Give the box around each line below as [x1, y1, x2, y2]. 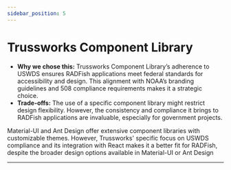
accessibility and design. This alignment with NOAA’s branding [16, 77, 195, 85]
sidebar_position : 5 [7, 10, 67, 17]
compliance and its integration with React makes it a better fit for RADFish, [7, 141, 218, 149]
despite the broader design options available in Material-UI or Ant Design [7, 148, 214, 156]
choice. [16, 91, 39, 99]
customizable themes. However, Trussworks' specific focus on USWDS [7, 134, 209, 142]
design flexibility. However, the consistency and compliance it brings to [16, 106, 219, 114]
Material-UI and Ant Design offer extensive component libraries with [7, 126, 201, 134]
